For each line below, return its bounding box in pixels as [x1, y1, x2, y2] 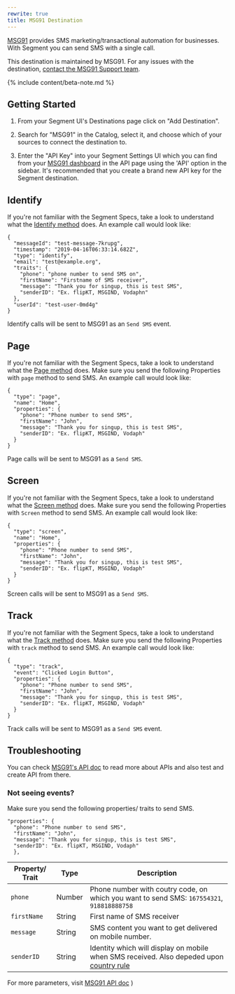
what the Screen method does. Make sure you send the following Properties [7, 501, 227, 509]
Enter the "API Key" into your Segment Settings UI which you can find [17, 151, 218, 160]
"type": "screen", [13, 528, 68, 535]
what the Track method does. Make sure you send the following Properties [7, 636, 222, 644]
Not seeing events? [7, 788, 75, 798]
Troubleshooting [7, 744, 82, 756]
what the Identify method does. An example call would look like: [7, 220, 191, 229]
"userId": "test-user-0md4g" [13, 301, 99, 308]
